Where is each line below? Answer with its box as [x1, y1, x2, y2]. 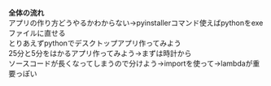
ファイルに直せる [8, 28, 66, 37]
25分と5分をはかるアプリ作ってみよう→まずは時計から [8, 49, 192, 58]
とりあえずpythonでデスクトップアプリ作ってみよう [8, 38, 181, 48]
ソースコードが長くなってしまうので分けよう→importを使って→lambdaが [8, 58, 253, 68]
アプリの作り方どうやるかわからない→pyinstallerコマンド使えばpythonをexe [8, 18, 264, 28]
